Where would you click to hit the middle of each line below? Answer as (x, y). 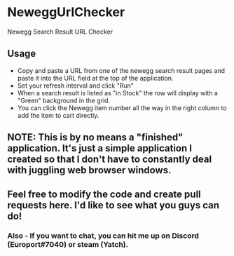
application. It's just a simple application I (100, 148)
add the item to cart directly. (58, 115)
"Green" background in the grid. (64, 100)
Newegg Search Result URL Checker (60, 32)
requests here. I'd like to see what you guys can (113, 205)
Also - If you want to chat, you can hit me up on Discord (103, 236)
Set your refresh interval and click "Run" (76, 86)
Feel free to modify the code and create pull (104, 194)
